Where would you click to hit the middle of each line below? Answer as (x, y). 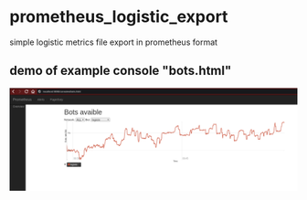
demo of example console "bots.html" (121, 71)
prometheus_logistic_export (119, 17)
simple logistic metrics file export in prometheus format (113, 42)
